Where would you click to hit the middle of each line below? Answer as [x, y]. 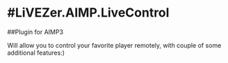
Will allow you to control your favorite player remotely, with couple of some [114, 45]
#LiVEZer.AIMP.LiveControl [88, 13]
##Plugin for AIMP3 [35, 32]
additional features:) [36, 53]
